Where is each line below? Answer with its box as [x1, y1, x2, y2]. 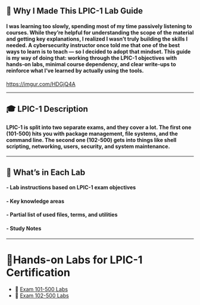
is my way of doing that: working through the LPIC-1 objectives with [6, 54, 177, 61]
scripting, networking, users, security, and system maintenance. [6, 143, 170, 150]
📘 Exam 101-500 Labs [14, 285, 68, 292]
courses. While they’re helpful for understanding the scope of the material [6, 29, 194, 36]
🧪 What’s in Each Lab [6, 167, 85, 177]
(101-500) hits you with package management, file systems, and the [6, 130, 179, 137]
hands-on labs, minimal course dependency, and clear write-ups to [6, 60, 176, 67]
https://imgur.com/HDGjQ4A [6, 80, 76, 87]
